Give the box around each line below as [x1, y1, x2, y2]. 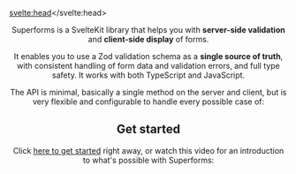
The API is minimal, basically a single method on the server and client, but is [10, 87, 287, 97]
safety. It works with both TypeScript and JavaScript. [51, 70, 246, 80]
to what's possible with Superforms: [82, 155, 215, 165]
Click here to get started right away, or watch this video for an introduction [12, 145, 285, 155]
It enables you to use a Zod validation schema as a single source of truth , [13, 51, 284, 61]
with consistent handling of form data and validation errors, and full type [17, 61, 280, 71]
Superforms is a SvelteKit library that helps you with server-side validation [11, 25, 285, 34]
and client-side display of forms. [87, 34, 209, 44]
